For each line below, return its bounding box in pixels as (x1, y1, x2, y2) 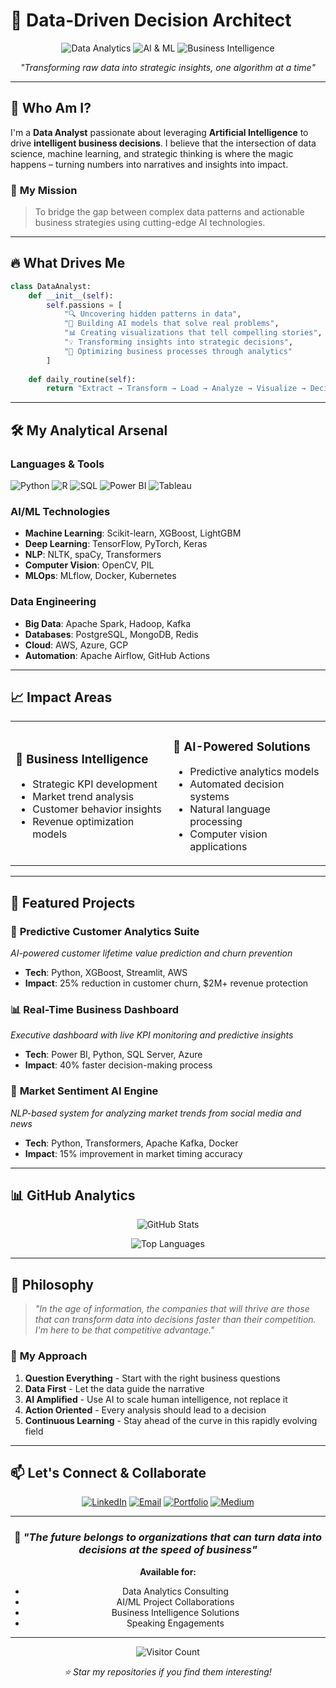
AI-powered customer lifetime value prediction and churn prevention (10, 947, 293, 959)
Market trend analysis (32, 790, 135, 804)
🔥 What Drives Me (10, 255, 126, 272)
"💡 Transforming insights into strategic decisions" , (63, 337, 294, 348)
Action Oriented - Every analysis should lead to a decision (24, 1404, 267, 1416)
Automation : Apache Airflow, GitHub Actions (24, 649, 211, 661)
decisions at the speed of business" (78, 1543, 258, 1557)
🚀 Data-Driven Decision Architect (10, 9, 292, 32)
